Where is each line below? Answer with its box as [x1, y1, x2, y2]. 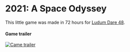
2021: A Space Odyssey [5, 3, 107, 14]
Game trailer [5, 31, 32, 37]
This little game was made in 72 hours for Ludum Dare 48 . [5, 19, 125, 25]
